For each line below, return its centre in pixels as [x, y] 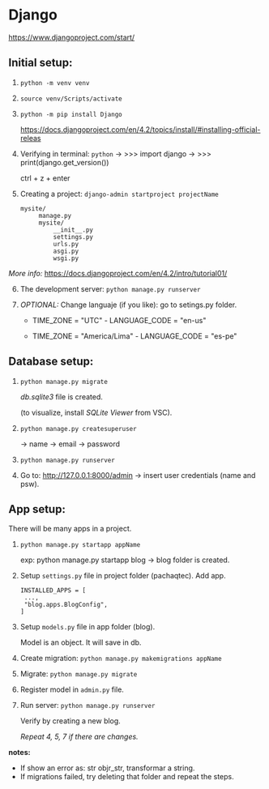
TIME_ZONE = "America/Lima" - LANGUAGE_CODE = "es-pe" [134, 336]
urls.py [66, 244]
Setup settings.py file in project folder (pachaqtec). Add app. [123, 576]
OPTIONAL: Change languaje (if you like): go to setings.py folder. [128, 305]
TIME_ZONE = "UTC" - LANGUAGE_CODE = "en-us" [119, 320]
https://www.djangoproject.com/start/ [72, 37]
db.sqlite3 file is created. [62, 397]
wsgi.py [66, 258]
